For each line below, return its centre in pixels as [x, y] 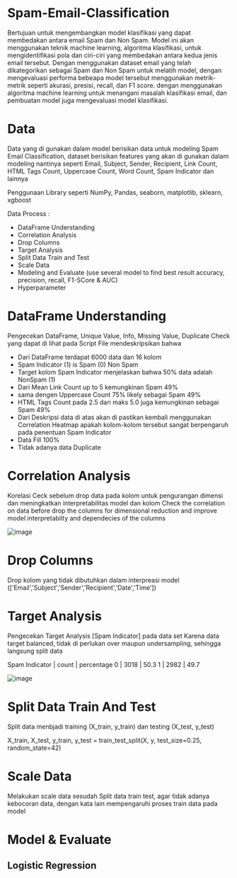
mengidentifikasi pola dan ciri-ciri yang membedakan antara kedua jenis [112, 55]
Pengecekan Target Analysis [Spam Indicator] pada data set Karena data [113, 636]
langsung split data [35, 651]
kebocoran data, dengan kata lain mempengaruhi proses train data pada [112, 803]
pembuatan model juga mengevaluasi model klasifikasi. [88, 100]
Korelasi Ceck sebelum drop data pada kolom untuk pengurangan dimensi [115, 495]
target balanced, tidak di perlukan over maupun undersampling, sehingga [114, 643]
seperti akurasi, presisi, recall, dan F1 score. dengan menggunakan [125, 85]
